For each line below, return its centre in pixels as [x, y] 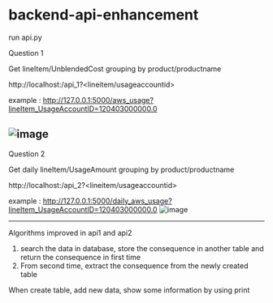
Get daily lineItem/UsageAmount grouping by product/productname [121, 169]
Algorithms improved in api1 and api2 [70, 233]
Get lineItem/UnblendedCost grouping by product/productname [115, 68]
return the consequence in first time [80, 257]
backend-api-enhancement [104, 15]
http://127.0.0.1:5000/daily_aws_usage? [107, 201]
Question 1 [26, 53]
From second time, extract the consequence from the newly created [134, 266]
